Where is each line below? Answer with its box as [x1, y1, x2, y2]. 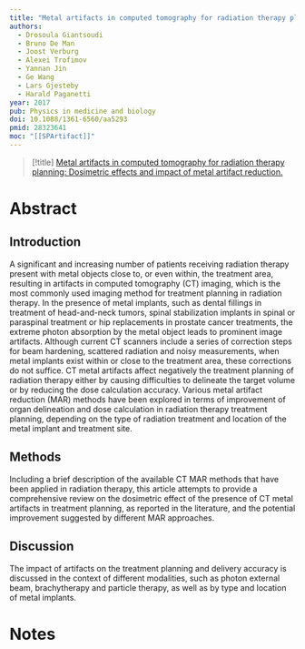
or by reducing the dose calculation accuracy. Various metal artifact [9, 384, 263, 395]
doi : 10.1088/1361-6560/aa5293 [9, 115, 128, 124]
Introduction [9, 234, 82, 250]
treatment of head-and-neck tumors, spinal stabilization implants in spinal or [9, 307, 296, 318]
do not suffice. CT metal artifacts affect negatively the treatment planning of [9, 365, 294, 376]
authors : [9, 22, 43, 31]
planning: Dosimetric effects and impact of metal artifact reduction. [31, 166, 283, 177]
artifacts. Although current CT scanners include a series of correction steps [9, 336, 292, 347]
